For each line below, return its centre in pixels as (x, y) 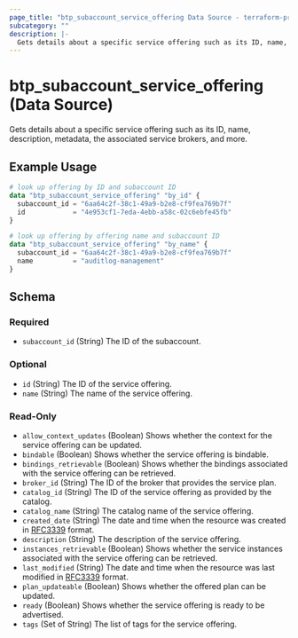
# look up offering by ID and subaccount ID (93, 187)
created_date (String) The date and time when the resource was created (154, 521)
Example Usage (53, 166)
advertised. (43, 615)
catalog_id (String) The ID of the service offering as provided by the (147, 492)
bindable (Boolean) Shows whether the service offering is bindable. (145, 454)
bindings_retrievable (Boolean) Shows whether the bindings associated (155, 464)
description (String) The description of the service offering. (131, 540)
